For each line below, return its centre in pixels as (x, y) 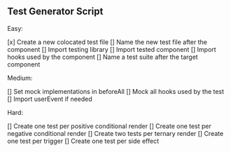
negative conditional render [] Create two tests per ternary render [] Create (115, 133)
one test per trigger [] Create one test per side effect (83, 141)
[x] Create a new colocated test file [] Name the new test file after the (107, 42)
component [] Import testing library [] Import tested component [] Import (112, 49)
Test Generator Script (55, 12)
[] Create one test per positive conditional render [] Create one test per (110, 126)
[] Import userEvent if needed (50, 99)
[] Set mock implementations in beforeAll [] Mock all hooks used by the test (116, 91)
